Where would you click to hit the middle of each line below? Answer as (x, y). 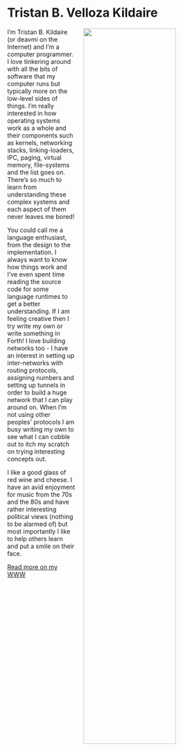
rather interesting (32, 509)
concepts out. (27, 459)
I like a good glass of (37, 472)
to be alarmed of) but (37, 524)
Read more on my (32, 567)
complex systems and (38, 201)
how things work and (37, 267)
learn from (22, 187)
